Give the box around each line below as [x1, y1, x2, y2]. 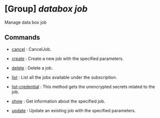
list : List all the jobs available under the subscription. [11, 74, 117, 80]
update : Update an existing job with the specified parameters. [11, 107, 136, 113]
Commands [4, 33, 41, 42]
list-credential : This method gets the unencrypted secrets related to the [11, 84, 155, 89]
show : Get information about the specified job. [11, 98, 105, 104]
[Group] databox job [4, 3, 88, 15]
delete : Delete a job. [11, 65, 53, 71]
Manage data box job [4, 19, 47, 25]
